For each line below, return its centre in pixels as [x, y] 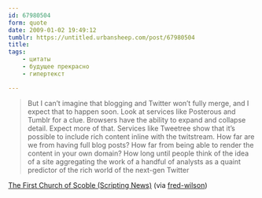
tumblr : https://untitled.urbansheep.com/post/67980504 [101, 37]
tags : [17, 52]
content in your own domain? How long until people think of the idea [138, 153]
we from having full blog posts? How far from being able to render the [140, 145]
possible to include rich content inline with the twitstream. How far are [141, 136]
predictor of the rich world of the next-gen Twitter [108, 170]
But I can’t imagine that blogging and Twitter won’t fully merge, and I [138, 103]
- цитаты [37, 60]
